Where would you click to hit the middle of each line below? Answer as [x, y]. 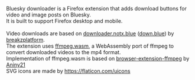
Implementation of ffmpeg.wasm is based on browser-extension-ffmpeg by [98, 59]
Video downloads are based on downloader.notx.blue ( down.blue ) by [90, 34]
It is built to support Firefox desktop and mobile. [64, 21]
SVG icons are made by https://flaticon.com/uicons [68, 71]
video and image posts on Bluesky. [49, 15]
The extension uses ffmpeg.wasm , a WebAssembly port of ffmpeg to [90, 46]
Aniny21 [16, 65]
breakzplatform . [26, 40]
